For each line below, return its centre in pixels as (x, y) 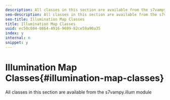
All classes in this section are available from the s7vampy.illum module (78, 92)
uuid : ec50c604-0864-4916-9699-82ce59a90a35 (53, 29)
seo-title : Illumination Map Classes (45, 19)
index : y (14, 33)
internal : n (18, 38)
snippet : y (17, 43)
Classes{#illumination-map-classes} (85, 78)
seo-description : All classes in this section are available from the (81, 15)
